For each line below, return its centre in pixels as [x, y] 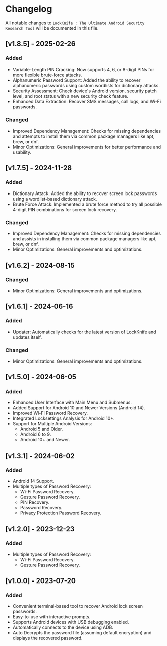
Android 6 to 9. [35, 434]
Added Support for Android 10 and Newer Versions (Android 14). [79, 408]
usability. [22, 152]
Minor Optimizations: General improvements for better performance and [87, 147]
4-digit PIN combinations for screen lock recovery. [65, 209]
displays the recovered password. [47, 638]
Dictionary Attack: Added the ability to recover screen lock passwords [85, 193]
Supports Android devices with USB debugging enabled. [71, 622]
